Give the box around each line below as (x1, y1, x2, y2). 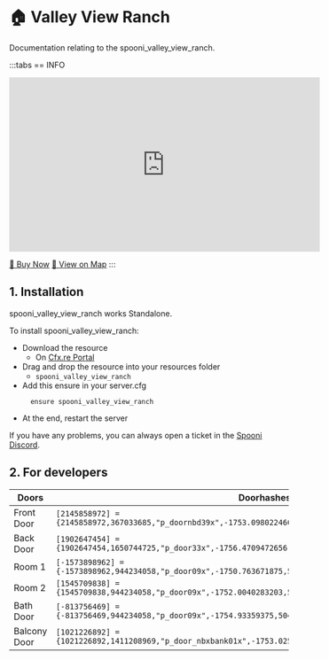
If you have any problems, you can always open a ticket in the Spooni (9, 430, 262, 440)
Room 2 (13, 581, 46, 594)
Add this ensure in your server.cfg (21, 380, 147, 391)
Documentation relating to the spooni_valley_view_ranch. (9, 42, 215, 53)
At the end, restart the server (21, 413, 129, 423)
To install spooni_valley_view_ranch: (9, 325, 139, 336)
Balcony (13, 625, 48, 637)
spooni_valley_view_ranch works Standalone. (9, 307, 173, 319)
